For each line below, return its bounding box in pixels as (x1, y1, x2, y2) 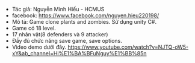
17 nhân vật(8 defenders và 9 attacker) (11, 31, 108, 38)
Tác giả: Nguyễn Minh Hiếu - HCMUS (11, 6, 105, 12)
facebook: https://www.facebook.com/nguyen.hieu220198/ (11, 12, 159, 19)
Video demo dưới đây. (11, 43, 67, 51)
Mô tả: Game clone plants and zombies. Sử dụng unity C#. (11, 18, 157, 25)
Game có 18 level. (11, 24, 56, 31)
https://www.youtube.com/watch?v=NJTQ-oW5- (67, 43, 188, 51)
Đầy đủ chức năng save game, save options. (11, 37, 122, 44)
